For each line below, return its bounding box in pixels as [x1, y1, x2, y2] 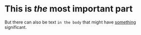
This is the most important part [4, 3, 133, 14]
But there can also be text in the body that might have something [4, 19, 136, 25]
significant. [4, 24, 27, 30]
